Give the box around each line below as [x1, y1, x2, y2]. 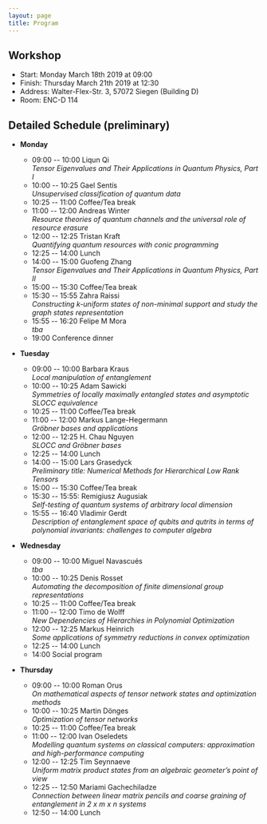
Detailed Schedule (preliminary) [8, 118, 170, 132]
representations [31, 590, 84, 600]
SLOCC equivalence [31, 398, 98, 408]
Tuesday [19, 349, 50, 359]
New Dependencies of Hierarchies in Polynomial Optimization [31, 616, 235, 625]
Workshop [8, 49, 61, 62]
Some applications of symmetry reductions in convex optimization [31, 632, 250, 643]
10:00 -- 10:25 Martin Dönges [31, 706, 129, 715]
